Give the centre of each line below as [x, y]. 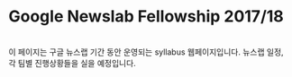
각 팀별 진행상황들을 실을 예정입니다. [72, 63]
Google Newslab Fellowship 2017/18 [146, 17]
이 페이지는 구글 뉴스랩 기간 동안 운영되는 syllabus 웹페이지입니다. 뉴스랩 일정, [146, 52]
